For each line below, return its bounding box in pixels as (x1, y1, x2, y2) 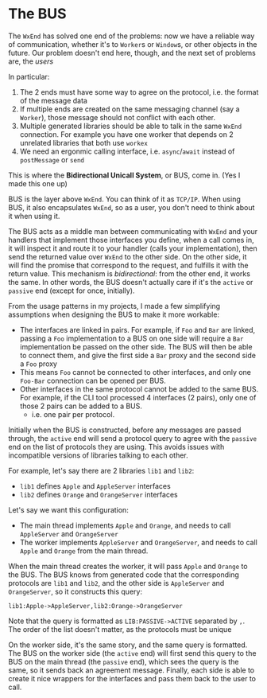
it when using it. (8, 211, 60, 220)
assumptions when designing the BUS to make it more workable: (8, 310, 220, 319)
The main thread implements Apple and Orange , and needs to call (19, 521, 231, 530)
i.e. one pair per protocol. (31, 409, 115, 419)
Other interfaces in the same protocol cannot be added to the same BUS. (19, 384, 259, 394)
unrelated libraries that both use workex (19, 138, 149, 147)
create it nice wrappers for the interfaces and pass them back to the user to (8, 673, 257, 683)
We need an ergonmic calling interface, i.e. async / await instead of (19, 146, 235, 156)
